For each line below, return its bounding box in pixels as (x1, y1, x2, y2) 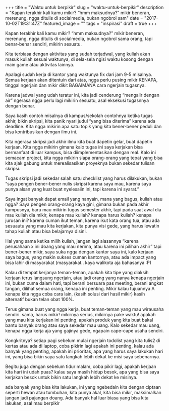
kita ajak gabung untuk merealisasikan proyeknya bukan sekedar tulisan (5, 160, 155, 166)
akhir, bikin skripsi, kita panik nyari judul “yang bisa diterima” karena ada (5, 118, 155, 124)
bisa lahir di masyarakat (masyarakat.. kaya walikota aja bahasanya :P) (5, 259, 152, 266)
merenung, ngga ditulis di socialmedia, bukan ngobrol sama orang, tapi (5, 35, 153, 42)
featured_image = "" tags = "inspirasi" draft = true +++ (43, 20, 157, 26)
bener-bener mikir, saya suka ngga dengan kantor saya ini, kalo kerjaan (5, 249, 154, 255)
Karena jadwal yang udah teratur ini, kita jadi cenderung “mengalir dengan (5, 92, 160, 98)
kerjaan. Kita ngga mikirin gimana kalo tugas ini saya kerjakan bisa (5, 144, 143, 150)
